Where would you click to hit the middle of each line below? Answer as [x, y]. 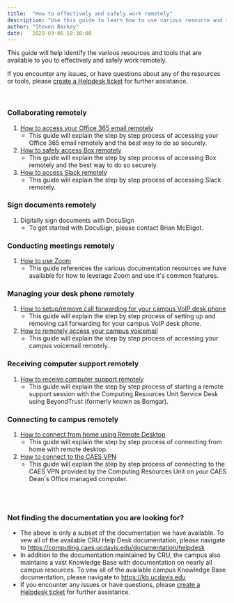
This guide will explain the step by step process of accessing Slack [125, 180]
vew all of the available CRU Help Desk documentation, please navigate [123, 540]
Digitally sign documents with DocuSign [77, 220]
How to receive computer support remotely [82, 379]
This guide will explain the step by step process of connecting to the [127, 464]
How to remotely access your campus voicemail [89, 331]
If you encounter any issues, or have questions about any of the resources [114, 74]
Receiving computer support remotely [73, 364]
